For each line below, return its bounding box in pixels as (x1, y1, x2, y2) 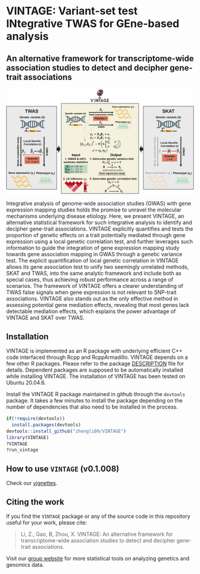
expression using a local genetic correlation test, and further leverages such (6, 238, 193, 245)
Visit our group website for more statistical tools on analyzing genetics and (6, 554, 190, 562)
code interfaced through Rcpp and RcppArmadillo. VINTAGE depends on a (6, 354, 188, 361)
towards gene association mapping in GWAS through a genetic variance (6, 251, 183, 258)
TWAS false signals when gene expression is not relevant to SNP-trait (6, 288, 177, 296)
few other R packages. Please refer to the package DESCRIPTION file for (6, 360, 185, 367)
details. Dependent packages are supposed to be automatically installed (6, 366, 183, 374)
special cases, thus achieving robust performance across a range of (6, 276, 174, 283)
